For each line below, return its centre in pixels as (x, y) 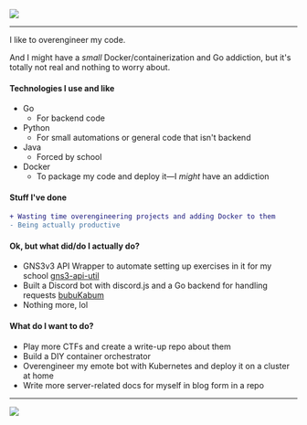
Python (36, 128)
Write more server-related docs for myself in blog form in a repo (143, 385)
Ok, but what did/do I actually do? (74, 246)
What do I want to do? (52, 325)
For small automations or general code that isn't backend (143, 138)
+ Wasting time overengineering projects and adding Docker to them (143, 217)
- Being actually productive (65, 225)
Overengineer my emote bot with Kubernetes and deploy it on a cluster (156, 366)
